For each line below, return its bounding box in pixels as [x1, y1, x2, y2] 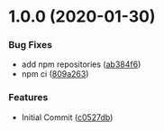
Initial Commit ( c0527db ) [21, 111, 114, 123]
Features [8, 91, 49, 104]
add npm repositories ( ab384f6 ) [21, 59, 141, 70]
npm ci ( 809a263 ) [21, 69, 89, 80]
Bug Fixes [8, 39, 53, 51]
